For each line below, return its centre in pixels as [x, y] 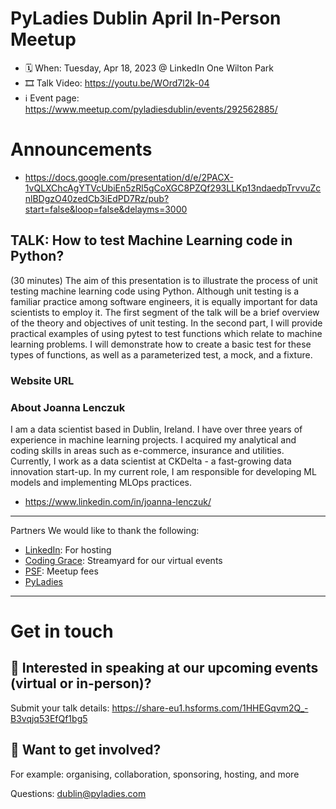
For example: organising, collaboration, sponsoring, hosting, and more [155, 774]
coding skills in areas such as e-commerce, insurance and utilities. [147, 450]
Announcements [81, 149]
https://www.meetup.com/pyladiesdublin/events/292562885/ [151, 109]
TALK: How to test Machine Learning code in [151, 240]
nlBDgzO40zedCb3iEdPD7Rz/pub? [97, 198]
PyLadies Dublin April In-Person [146, 18]
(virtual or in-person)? [81, 683]
